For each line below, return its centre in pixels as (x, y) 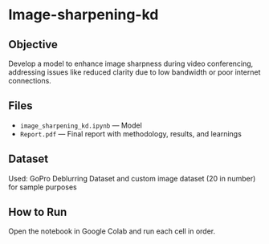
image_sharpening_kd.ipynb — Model (81, 125)
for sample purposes (43, 187)
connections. (30, 81)
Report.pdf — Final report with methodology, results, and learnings (131, 133)
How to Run (38, 212)
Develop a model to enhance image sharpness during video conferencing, (131, 63)
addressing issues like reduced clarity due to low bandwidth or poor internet (134, 72)
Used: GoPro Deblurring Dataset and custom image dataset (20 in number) (132, 178)
